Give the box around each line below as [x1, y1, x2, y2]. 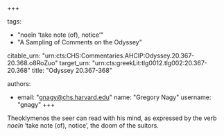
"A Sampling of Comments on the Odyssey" [17, 38, 142, 46]
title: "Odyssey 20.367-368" [32, 67, 113, 74]
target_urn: [59, 59, 91, 67]
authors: [7, 80, 31, 87]
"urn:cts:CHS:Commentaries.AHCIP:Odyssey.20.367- [42, 51, 195, 60]
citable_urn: [7, 51, 41, 60]
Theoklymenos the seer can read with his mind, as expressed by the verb [7, 114, 217, 122]
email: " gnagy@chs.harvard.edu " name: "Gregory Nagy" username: [17, 93, 212, 101]
